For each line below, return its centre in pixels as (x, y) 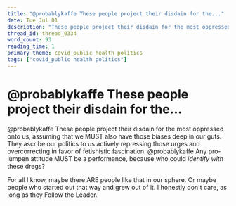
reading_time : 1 (31, 46)
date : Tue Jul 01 (33, 20)
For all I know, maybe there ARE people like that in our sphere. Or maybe (112, 179)
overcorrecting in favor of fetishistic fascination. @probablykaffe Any (107, 151)
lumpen (18, 158)
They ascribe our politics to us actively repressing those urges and (104, 143)
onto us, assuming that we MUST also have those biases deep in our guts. (114, 136)
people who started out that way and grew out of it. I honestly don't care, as (117, 187)
